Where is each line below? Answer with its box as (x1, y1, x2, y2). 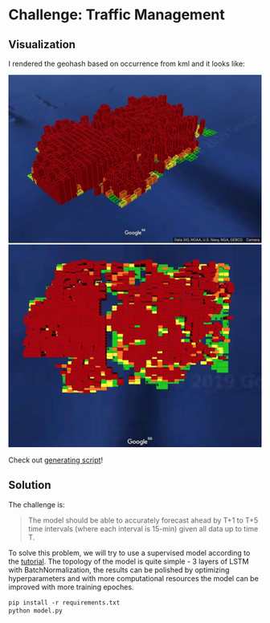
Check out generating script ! (8, 455, 103, 465)
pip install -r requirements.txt (8, 598, 121, 607)
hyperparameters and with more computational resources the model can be (8, 573, 259, 583)
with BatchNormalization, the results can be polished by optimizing (8, 564, 230, 575)
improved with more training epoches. (8, 582, 134, 592)
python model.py (8, 606, 63, 615)
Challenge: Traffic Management (8, 6, 225, 24)
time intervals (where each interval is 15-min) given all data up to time (27, 523, 259, 533)
